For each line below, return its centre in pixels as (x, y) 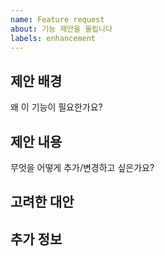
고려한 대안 (42, 202)
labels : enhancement (53, 38)
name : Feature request (57, 19)
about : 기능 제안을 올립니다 (61, 29)
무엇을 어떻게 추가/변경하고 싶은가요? (82, 167)
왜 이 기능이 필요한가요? (56, 107)
